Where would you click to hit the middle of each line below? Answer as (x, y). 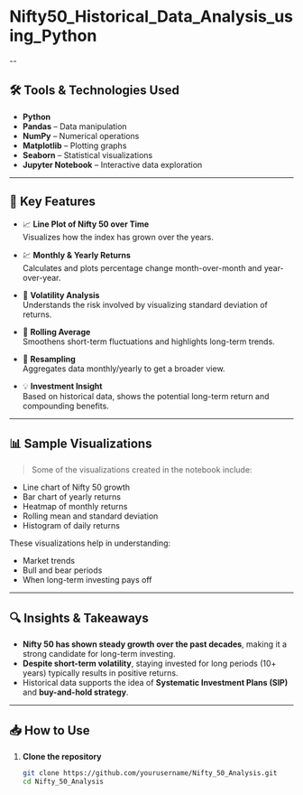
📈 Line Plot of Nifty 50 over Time (86, 224)
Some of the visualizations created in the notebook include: (142, 470)
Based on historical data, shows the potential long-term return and (146, 396)
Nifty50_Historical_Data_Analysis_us (151, 17)
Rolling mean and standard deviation (90, 516)
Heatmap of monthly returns (75, 507)
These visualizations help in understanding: (90, 543)
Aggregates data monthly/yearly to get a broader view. (124, 369)
